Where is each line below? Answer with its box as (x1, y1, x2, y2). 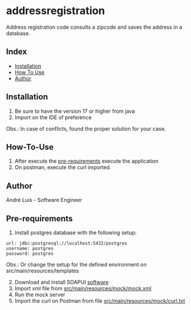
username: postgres (6, 245, 54, 251)
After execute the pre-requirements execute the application (14, 157, 159, 165)
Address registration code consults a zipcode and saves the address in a (6, 23, 183, 31)
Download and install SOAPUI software (14, 279, 109, 285)
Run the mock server (14, 291, 66, 298)
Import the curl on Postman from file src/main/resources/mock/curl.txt (14, 298, 185, 304)
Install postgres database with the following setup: (14, 229, 137, 236)
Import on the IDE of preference (14, 113, 92, 121)
